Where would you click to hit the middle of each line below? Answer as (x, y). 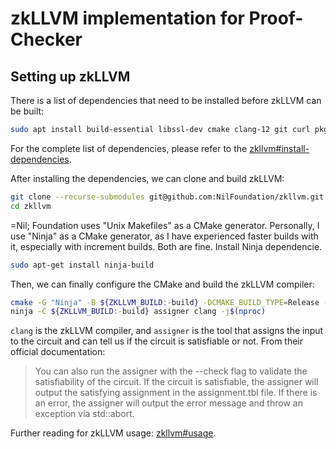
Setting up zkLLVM (70, 76)
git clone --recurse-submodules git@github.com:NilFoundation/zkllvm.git (167, 197)
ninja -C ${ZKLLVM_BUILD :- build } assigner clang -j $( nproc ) (138, 312)
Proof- (276, 18)
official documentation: (58, 352)
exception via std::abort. (84, 414)
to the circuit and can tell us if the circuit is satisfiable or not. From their (157, 341)
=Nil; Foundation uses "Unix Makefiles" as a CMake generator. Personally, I (165, 225)
